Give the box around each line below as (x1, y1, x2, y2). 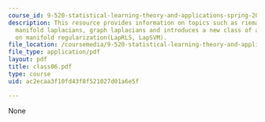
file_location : (8, 41, 58, 49)
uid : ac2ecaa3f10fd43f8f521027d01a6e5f (8, 77, 140, 85)
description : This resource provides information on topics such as (8, 19, 238, 27)
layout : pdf (8, 56, 47, 64)
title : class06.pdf (8, 63, 73, 71)
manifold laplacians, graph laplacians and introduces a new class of (15, 26, 252, 34)
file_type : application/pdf (8, 48, 101, 56)
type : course (8, 70, 51, 78)
